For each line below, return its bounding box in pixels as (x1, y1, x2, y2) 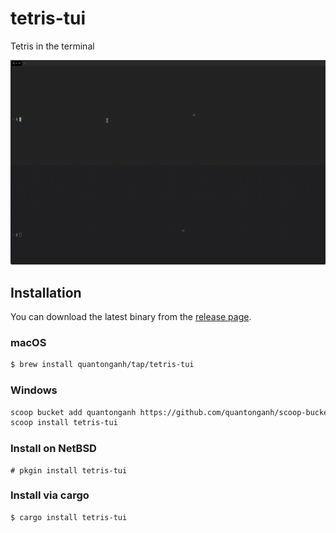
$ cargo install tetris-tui (10, 512, 128, 522)
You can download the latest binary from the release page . (10, 311, 252, 323)
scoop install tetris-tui (10, 418, 118, 428)
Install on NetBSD (10, 442, 97, 456)
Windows (10, 383, 58, 397)
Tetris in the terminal (10, 40, 95, 52)
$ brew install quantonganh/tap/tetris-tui (10, 360, 195, 370)
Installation (10, 284, 82, 301)
